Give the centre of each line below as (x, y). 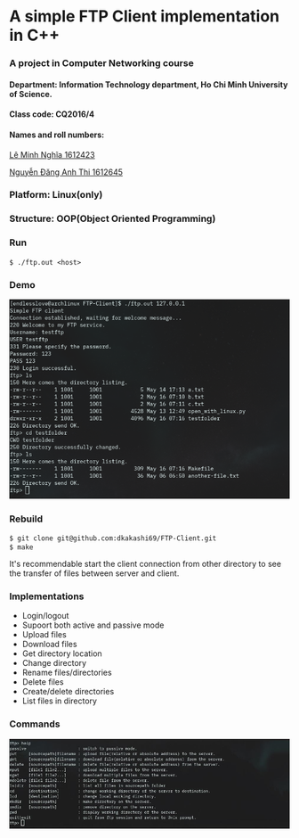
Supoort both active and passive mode (93, 625)
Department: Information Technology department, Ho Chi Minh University (149, 84)
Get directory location (62, 653)
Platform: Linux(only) (56, 195)
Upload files (44, 635)
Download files (49, 645)
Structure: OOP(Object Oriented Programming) (113, 218)
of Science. (31, 94)
